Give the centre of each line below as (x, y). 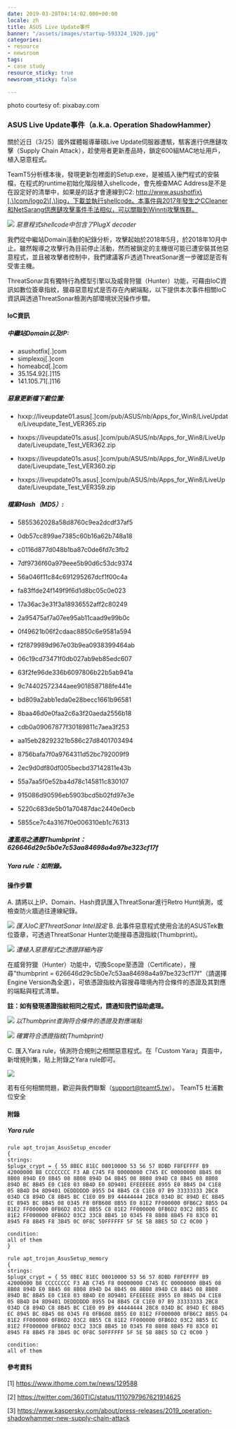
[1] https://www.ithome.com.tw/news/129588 (73, 1383)
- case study (26, 66)
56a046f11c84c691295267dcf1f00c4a (72, 577)
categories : (25, 40)
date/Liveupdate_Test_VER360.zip (66, 466)
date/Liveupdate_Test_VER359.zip (66, 487)
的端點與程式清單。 (35, 991)
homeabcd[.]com (42, 366)
